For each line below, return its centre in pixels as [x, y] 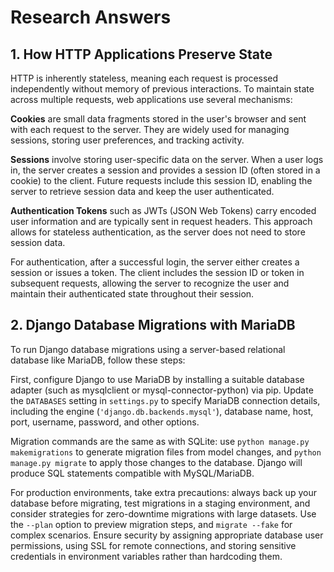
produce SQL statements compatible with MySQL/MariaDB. [132, 473]
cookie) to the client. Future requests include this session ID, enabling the [161, 180]
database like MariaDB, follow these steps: [98, 360]
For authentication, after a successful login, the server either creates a [155, 262]
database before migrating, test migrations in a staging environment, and [160, 503]
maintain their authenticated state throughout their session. [132, 294]
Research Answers [91, 17]
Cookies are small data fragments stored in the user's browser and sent [158, 119]
